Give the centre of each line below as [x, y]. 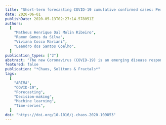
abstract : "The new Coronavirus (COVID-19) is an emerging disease [76, 60]
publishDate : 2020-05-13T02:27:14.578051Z [49, 19]
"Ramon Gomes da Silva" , [40, 37]
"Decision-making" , [34, 96]
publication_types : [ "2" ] [32, 55]
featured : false [22, 64]
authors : [14, 23]
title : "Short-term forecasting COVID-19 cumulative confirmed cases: [79, 10]
